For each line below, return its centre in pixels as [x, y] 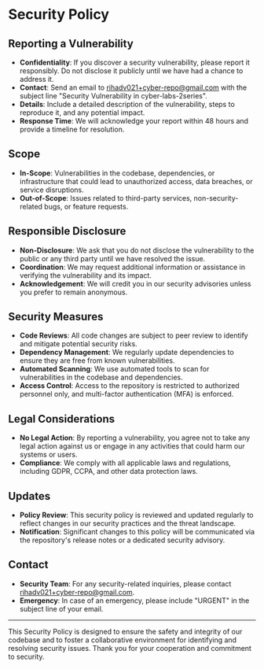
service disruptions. [51, 190]
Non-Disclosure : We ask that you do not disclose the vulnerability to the [137, 250]
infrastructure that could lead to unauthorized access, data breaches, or [136, 181]
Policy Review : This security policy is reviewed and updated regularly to [136, 515]
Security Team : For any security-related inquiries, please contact [125, 583]
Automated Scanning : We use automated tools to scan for [114, 369]
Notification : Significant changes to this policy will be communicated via [137, 532]
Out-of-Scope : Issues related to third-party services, [106, 198]
